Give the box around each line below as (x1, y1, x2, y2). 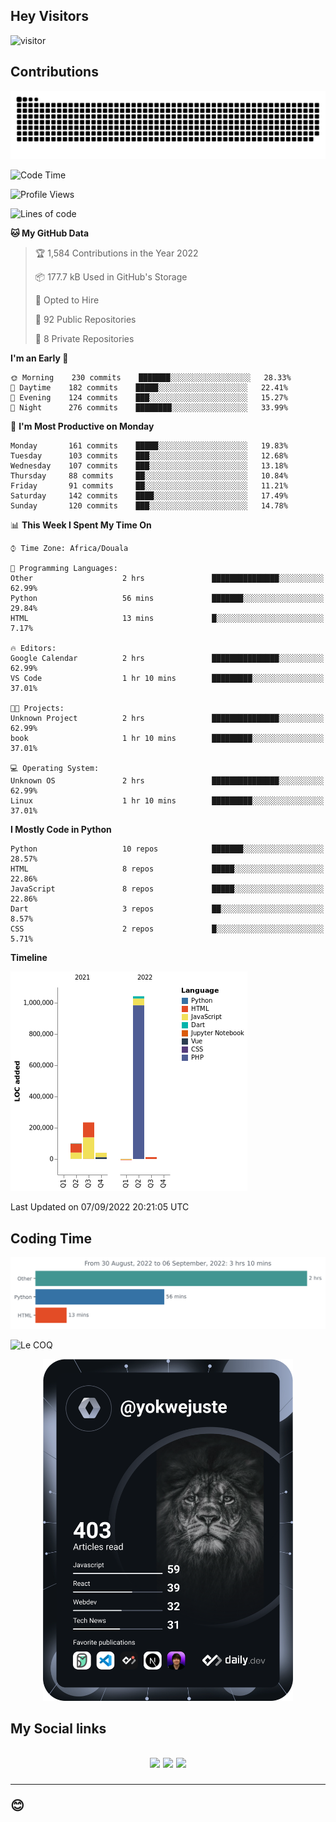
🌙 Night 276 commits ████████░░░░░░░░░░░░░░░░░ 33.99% (10, 403, 288, 413)
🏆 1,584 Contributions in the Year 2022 (34, 247, 199, 259)
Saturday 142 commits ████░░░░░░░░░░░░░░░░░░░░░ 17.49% (10, 491, 288, 501)
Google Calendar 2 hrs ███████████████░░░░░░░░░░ (10, 654, 325, 664)
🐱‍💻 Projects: (10, 704, 65, 714)
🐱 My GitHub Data (10, 227, 90, 239)
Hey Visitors (10, 8, 89, 25)
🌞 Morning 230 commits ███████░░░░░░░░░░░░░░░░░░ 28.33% (10, 373, 292, 383)
